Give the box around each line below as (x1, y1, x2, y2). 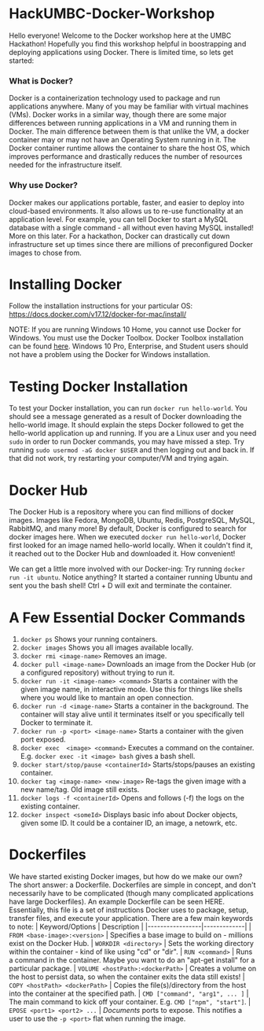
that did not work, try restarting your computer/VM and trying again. (9, 454, 229, 463)
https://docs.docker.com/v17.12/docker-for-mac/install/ (9, 310, 187, 319)
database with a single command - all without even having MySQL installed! (9, 223, 255, 232)
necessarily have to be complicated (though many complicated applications (9, 889, 254, 898)
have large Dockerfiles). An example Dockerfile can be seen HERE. (9, 897, 225, 907)
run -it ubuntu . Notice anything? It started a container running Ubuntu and (9, 573, 253, 582)
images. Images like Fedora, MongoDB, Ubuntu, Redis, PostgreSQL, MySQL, (9, 516, 255, 525)
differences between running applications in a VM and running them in (9, 119, 237, 128)
